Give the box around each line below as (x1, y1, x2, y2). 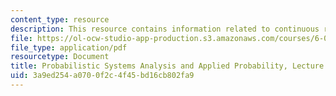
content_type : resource (10, 14, 110, 25)
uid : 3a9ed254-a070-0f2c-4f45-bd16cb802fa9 (10, 71, 195, 81)
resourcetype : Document (10, 52, 110, 62)
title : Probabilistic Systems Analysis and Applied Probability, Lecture (10, 61, 325, 71)
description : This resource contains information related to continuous (10, 24, 320, 34)
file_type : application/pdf (10, 42, 128, 53)
